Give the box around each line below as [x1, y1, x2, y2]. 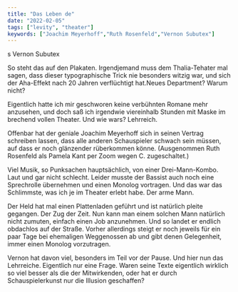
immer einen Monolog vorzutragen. [7, 240, 111, 249]
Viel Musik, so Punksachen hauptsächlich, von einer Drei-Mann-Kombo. [7, 165, 219, 174]
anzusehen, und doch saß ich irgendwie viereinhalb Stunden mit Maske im [7, 108, 226, 116]
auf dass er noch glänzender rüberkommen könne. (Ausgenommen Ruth [7, 144, 220, 153]
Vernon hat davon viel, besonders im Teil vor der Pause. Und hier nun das [7, 254, 224, 262]
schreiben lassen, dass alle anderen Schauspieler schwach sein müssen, [7, 137, 222, 145]
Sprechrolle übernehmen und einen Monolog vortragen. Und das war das [7, 181, 222, 189]
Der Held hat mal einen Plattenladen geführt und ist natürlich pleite [7, 202, 203, 211]
